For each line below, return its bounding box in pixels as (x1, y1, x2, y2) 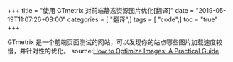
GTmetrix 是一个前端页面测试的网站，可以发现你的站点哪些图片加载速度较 (7, 38, 222, 46)
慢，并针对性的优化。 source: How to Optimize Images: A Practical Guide (7, 47, 220, 55)
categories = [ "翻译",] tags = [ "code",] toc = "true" (67, 15, 218, 24)
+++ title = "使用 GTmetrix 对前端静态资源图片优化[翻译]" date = (7, 6, 194, 14)
